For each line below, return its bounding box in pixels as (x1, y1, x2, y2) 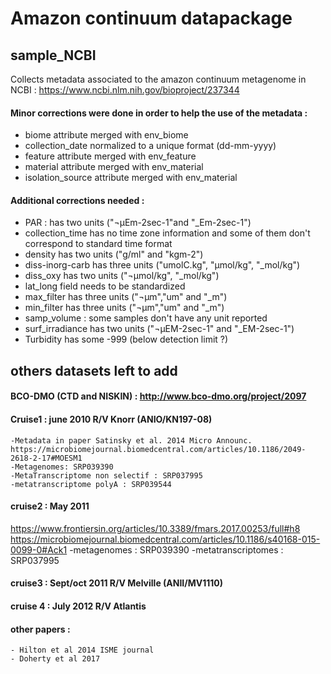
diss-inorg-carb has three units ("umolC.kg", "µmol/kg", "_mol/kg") (24, 259, 301, 271)
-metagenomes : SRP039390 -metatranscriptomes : (69, 543, 284, 556)
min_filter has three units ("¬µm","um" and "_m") (24, 302, 225, 314)
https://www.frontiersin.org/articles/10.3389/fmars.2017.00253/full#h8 (10, 522, 301, 534)
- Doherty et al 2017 (10, 654, 101, 664)
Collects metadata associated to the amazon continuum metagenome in (10, 73, 307, 85)
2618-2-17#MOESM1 (10, 453, 83, 463)
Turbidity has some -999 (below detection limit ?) (24, 333, 229, 346)
